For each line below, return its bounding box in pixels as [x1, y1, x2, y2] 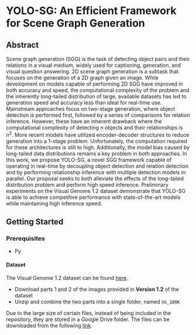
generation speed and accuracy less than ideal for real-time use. [6, 99, 162, 106]
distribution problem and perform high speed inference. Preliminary [6, 181, 169, 188]
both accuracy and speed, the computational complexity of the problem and [6, 87, 190, 93]
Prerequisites [6, 234, 45, 242]
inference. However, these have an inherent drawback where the [6, 118, 162, 124]
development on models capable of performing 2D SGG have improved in [6, 80, 183, 87]
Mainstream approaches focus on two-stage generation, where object [6, 106, 176, 112]
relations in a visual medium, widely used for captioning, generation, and [6, 62, 181, 69]
